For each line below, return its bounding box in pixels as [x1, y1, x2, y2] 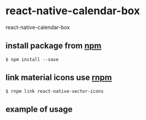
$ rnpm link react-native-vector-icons [5, 88, 104, 94]
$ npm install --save [5, 56, 59, 63]
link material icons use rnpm [5, 73, 112, 83]
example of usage [5, 104, 73, 114]
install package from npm [5, 41, 102, 51]
